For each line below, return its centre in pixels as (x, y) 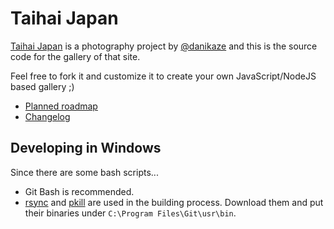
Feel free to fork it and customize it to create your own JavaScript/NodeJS (163, 76)
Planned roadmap (61, 106)
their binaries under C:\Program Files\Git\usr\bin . (130, 213)
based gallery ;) (42, 86)
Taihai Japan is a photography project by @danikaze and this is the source (164, 46)
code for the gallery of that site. (75, 56)
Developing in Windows (86, 148)
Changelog (47, 116)
